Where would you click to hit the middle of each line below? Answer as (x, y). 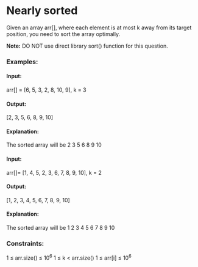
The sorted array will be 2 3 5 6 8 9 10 (54, 145)
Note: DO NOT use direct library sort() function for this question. (87, 46)
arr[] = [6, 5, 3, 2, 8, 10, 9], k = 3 (46, 90)
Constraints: (25, 243)
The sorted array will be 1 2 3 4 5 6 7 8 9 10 (61, 228)
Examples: (22, 62)
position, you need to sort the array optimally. (63, 34)
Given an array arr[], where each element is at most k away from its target (99, 27)
